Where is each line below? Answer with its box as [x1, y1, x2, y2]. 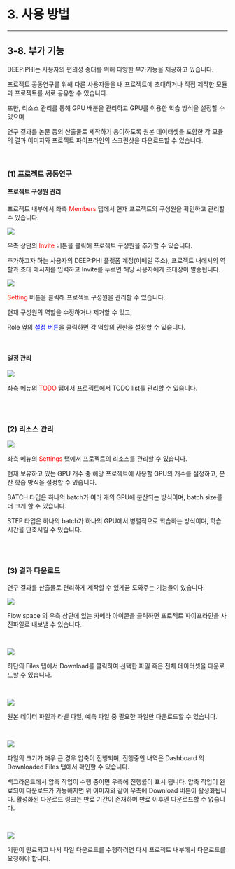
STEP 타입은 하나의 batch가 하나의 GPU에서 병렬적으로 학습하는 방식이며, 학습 [7, 517, 222, 525]
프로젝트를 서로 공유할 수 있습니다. [14, 88, 108, 97]
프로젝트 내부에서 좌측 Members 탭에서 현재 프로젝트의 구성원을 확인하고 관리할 [7, 204, 225, 213]
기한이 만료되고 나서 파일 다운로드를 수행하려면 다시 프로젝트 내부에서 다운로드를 [7, 845, 226, 854]
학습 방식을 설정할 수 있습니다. [14, 478, 97, 487]
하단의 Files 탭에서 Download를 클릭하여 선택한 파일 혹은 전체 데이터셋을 [7, 661, 206, 670]
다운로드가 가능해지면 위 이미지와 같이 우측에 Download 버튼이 [25, 786, 197, 795]
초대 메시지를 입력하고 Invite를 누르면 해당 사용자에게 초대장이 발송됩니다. [20, 264, 221, 274]
